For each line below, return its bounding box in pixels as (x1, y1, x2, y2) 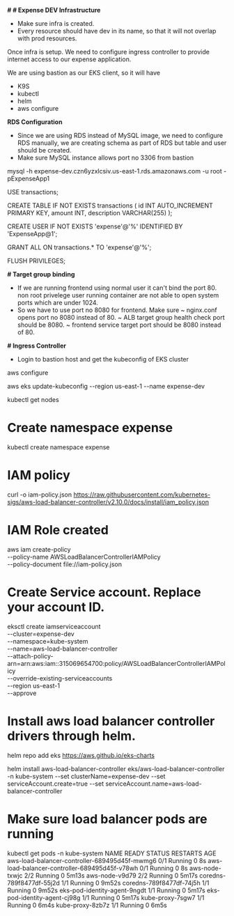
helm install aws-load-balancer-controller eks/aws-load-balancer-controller (7, 764, 225, 773)
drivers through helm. (7, 728, 136, 744)
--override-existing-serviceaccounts (7, 674, 113, 682)
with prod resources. (17, 34, 77, 42)
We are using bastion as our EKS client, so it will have (7, 69, 160, 77)
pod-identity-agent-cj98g (7, 893, 81, 901)
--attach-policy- (7, 651, 54, 660)
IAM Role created (7, 522, 109, 538)
